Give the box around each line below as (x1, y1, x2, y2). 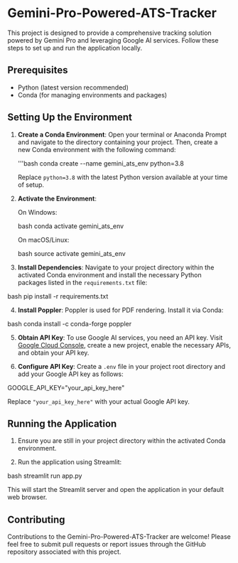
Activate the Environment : (17, 194, 97, 203)
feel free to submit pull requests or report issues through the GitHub (7, 540, 206, 549)
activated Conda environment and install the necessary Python (17, 270, 202, 279)
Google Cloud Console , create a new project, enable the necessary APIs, (17, 341, 231, 349)
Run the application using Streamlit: (17, 458, 122, 466)
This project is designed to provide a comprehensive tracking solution (7, 28, 212, 37)
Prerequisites (7, 64, 68, 76)
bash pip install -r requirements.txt (7, 291, 109, 300)
